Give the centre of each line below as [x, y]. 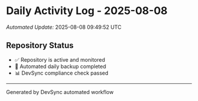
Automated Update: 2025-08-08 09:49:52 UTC [64, 27]
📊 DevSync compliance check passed [62, 73]
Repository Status [40, 46]
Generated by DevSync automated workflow [60, 92]
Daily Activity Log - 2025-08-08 [87, 11]
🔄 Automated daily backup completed [60, 66]
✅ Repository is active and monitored [60, 59]
